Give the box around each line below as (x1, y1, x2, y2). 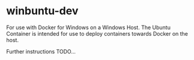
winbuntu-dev (6, 4, 79, 18)
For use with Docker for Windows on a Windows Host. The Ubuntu (6, 24, 171, 31)
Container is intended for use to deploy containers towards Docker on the (6, 30, 188, 37)
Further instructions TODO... (6, 48, 76, 55)
